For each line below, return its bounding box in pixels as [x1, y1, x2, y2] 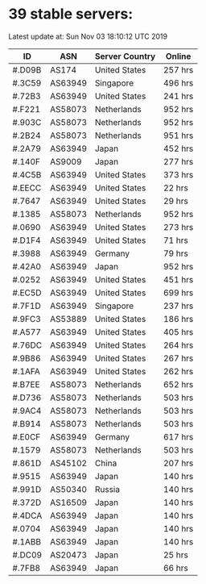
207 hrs [163, 457, 194, 469]
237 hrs [163, 300, 194, 311]
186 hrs [163, 313, 194, 324]
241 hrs [163, 90, 194, 102]
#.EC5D [12, 287, 42, 298]
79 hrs [163, 248, 189, 259]
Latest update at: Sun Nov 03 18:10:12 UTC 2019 [8, 31, 167, 41]
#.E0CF [12, 431, 41, 442]
